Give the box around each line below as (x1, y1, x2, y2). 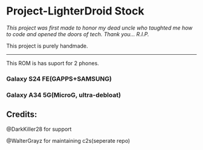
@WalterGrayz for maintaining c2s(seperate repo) (6, 137, 130, 144)
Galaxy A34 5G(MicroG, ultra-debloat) (6, 90, 121, 99)
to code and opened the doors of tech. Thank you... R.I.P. (6, 30, 149, 37)
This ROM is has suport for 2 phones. (6, 59, 100, 67)
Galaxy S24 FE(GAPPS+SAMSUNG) (6, 74, 112, 83)
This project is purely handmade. (6, 42, 89, 49)
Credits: (6, 110, 37, 120)
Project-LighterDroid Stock (6, 4, 144, 18)
